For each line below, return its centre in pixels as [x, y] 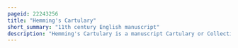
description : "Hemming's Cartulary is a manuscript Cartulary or [106, 34]
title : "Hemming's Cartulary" [52, 20]
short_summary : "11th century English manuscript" [84, 27]
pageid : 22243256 [33, 14]
